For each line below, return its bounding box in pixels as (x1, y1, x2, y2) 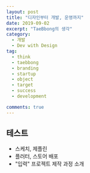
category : (6, 31, 31, 38)
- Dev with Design (11, 43, 58, 49)
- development (11, 93, 47, 99)
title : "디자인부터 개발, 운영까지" (6, 15, 84, 21)
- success (11, 88, 36, 94)
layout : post (6, 8, 39, 15)
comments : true (6, 104, 44, 110)
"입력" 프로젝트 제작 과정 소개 (14, 160, 85, 168)
